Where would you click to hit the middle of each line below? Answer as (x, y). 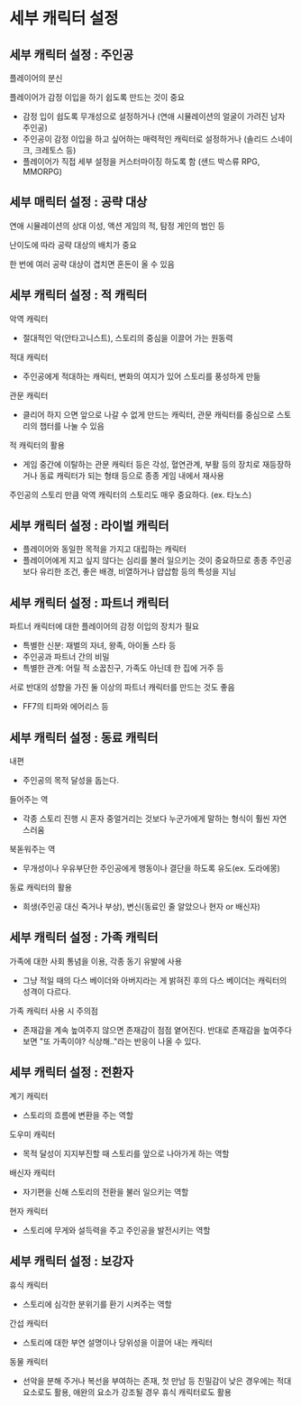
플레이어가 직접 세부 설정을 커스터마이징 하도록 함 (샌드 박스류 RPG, (141, 162)
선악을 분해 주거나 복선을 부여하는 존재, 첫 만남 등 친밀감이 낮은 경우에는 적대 (157, 1381)
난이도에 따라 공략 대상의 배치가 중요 (73, 245)
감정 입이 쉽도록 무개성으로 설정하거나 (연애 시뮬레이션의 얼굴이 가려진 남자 (154, 116)
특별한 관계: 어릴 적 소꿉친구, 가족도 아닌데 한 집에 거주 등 (123, 668)
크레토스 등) (55, 150)
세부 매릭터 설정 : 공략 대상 (78, 203)
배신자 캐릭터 (32, 1172)
